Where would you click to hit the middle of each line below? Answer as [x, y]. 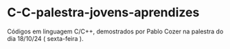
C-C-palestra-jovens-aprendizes [103, 13]
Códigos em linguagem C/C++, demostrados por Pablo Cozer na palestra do [115, 31]
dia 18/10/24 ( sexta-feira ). [45, 38]
